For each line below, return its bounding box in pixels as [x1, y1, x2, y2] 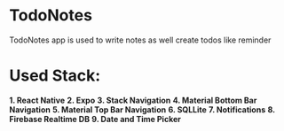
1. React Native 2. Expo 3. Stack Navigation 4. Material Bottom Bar [9, 95, 257, 105]
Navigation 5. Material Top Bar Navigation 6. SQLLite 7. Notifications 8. [9, 104, 275, 115]
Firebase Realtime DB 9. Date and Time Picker [9, 113, 182, 124]
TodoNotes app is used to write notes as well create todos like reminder [9, 35, 272, 45]
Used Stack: [9, 65, 101, 86]
